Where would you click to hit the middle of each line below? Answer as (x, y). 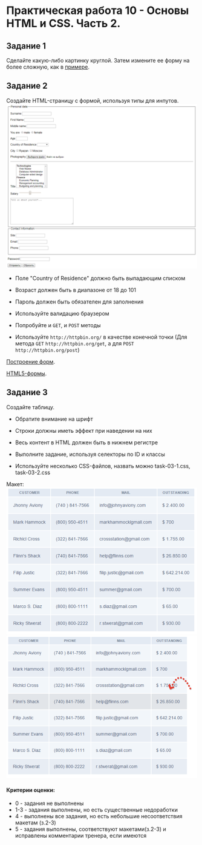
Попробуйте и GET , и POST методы (58, 325)
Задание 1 (26, 46)
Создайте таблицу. (31, 407)
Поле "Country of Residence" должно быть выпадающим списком (100, 278)
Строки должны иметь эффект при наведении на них (84, 430)
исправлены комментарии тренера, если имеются (81, 836)
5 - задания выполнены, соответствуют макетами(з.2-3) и (90, 829)
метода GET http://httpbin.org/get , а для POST (74, 343)
